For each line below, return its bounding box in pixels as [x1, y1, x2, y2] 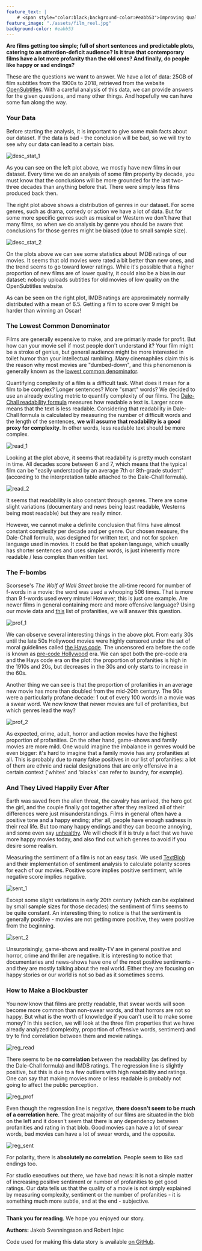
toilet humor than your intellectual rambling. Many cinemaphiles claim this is [6, 354, 194, 362]
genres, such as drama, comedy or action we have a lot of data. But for [6, 208, 182, 215]
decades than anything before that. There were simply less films [20, 183, 180, 190]
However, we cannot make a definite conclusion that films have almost [6, 521, 181, 528]
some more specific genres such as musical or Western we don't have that [6, 214, 191, 221]
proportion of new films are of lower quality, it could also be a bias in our [6, 269, 186, 276]
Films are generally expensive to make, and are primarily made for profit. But [6, 336, 196, 343]
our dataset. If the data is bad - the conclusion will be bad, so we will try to [6, 134, 191, 141]
